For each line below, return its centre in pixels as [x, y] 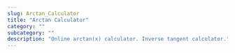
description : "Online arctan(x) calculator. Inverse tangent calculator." [119, 39]
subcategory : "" [31, 33]
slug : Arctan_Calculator [43, 13]
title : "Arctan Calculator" [48, 20]
